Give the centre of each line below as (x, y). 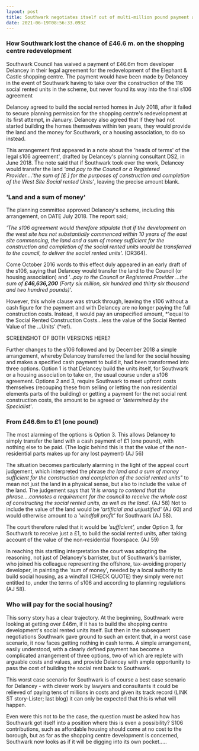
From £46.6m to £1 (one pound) (52, 421)
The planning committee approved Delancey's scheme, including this (91, 210)
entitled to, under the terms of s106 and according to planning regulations (96, 583)
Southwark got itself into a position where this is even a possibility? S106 (95, 722)
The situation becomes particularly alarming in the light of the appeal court (97, 465)
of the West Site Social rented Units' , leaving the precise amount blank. (93, 181)
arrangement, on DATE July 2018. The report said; (67, 216)
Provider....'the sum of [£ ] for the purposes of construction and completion (98, 175)
